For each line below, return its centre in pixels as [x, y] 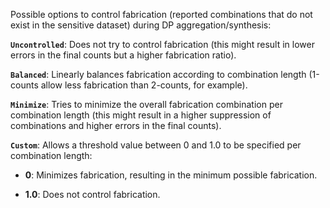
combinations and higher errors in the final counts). [116, 125]
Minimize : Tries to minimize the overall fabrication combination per [146, 104]
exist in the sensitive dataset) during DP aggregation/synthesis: [141, 25]
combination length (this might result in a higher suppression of [141, 115]
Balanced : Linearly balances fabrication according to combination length [158, 74]
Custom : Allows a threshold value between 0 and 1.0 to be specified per [156, 145]
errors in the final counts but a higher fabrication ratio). [123, 55]
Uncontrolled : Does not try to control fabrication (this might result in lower [162, 44]
